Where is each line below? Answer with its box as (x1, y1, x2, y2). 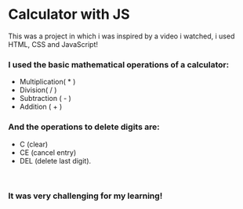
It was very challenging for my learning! (8, 190, 163, 201)
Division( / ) (19, 85, 57, 95)
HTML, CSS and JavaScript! (8, 39, 99, 49)
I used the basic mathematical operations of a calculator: (8, 59, 230, 70)
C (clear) (19, 139, 49, 149)
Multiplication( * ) (19, 77, 76, 87)
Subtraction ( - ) (19, 94, 72, 103)
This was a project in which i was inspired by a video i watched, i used (8, 31, 235, 41)
